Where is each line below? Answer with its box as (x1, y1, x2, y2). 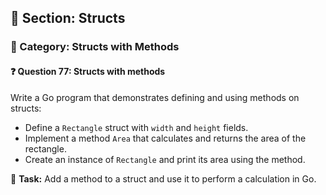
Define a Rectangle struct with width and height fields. (24, 121, 249, 133)
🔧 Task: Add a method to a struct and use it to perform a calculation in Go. (10, 172, 317, 185)
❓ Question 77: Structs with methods (10, 65, 166, 77)
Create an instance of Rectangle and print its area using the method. (24, 153, 306, 165)
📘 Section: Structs (10, 10, 126, 27)
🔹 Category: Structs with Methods (10, 40, 180, 54)
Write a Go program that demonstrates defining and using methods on (10, 91, 300, 103)
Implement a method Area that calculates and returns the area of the (24, 132, 307, 144)
